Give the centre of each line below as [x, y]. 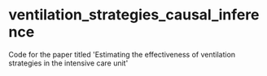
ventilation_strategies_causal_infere [134, 15]
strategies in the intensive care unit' [68, 63]
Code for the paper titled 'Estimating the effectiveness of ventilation [122, 54]
